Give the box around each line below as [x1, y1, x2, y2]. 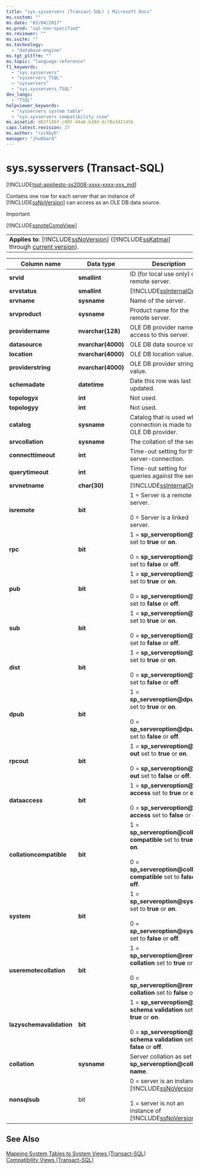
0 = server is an [130, 1076, 174, 1085]
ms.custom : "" [6, 14, 41, 20]
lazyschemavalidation [9, 1020, 73, 1028]
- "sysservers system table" [11, 108, 84, 114]
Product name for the [130, 306, 190, 314]
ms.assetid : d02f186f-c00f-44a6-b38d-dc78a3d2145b [6, 119, 134, 125]
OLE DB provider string [130, 359, 194, 368]
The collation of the [130, 437, 184, 446]
